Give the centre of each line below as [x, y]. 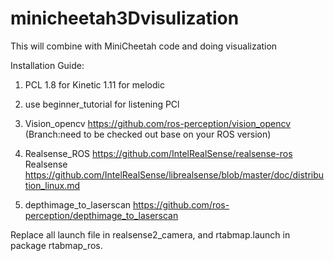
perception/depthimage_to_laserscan [101, 215]
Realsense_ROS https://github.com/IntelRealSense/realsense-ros [158, 153]
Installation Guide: [47, 65]
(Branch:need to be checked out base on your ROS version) [148, 134]
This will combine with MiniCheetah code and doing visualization [144, 46]
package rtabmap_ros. [56, 245]
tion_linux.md [52, 185]
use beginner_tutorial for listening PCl [102, 104]
